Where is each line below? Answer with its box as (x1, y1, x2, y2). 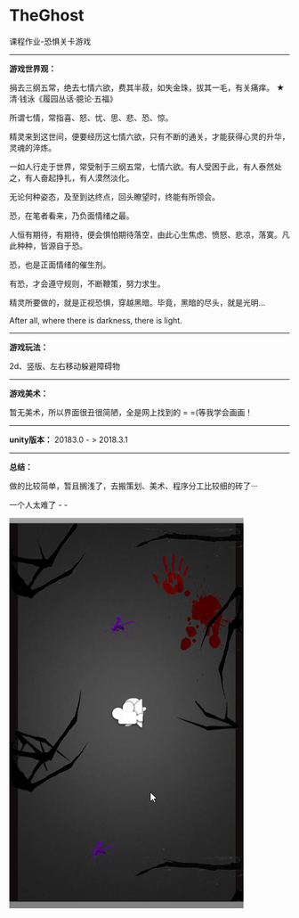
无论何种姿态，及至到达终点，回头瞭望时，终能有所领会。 (9, 191, 220, 201)
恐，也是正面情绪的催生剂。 (9, 259, 111, 270)
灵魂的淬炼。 (9, 142, 56, 152)
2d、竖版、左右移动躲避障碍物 (9, 360, 121, 371)
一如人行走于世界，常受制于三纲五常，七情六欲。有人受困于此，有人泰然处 (9, 161, 282, 172)
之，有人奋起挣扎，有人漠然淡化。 (9, 172, 134, 183)
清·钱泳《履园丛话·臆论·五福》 (9, 93, 118, 103)
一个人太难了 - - (9, 499, 69, 510)
